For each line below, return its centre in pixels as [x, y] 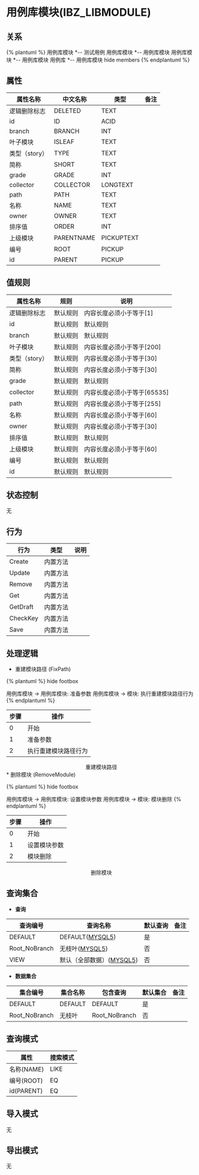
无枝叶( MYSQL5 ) [84, 949]
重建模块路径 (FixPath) [43, 669]
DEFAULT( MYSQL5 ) [88, 937]
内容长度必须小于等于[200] [123, 347]
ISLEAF [64, 142]
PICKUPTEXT [120, 238]
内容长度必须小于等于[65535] [126, 392]
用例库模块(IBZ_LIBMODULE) [79, 12]
